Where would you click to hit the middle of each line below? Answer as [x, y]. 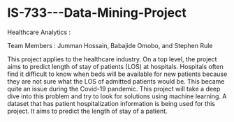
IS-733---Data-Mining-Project [97, 13]
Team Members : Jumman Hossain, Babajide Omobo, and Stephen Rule [110, 45]
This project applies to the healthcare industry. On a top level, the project [112, 59]
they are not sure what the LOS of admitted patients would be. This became [116, 81]
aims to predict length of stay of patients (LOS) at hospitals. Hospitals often [115, 66]
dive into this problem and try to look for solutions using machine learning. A [117, 96]
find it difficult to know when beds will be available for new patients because [117, 74]
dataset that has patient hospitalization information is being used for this [111, 103]
